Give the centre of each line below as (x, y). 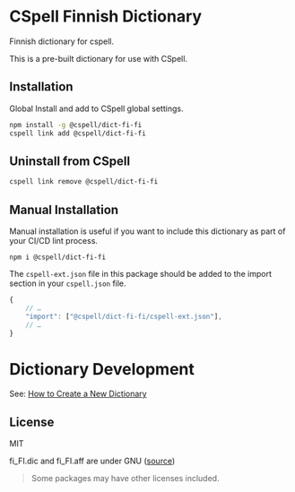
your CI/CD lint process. (54, 241)
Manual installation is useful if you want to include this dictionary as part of (147, 231)
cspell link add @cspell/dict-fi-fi (78, 133)
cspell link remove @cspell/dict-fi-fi (84, 182)
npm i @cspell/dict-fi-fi (57, 257)
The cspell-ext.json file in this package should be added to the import (140, 274)
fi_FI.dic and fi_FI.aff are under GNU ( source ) (92, 461)
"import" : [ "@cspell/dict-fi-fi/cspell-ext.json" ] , (124, 316)
